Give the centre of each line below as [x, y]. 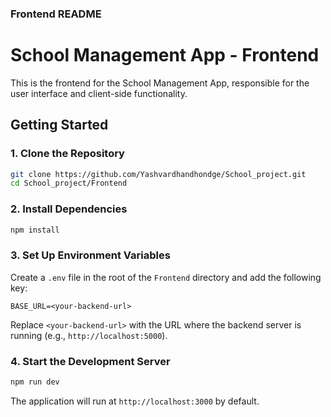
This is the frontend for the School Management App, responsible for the [160, 83]
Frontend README [56, 14]
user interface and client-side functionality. [99, 93]
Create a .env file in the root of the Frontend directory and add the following [166, 277]
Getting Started [59, 125]
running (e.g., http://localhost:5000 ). [89, 335]
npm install [35, 230]
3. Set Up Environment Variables [90, 255]
